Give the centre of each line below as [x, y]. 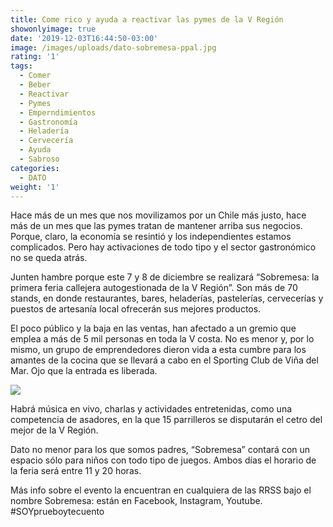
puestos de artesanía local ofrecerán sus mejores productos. [136, 309]
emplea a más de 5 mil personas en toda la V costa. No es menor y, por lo [162, 339]
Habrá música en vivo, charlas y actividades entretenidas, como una [151, 409]
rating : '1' [35, 57]
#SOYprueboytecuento [57, 512]
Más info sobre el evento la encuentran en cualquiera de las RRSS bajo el [161, 490]
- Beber [35, 85]
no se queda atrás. [49, 258]
